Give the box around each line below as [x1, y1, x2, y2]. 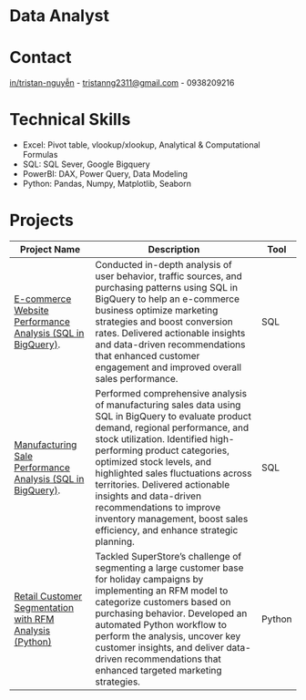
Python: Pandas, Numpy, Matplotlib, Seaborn [22, 179, 192, 190]
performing [95, 444, 144, 457]
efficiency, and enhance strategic [95, 524, 239, 536]
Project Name [19, 243, 80, 255]
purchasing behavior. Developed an [95, 607, 248, 620]
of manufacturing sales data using [95, 398, 241, 411]
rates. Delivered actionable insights [95, 327, 246, 339]
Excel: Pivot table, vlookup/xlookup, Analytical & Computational [22, 139, 261, 150]
